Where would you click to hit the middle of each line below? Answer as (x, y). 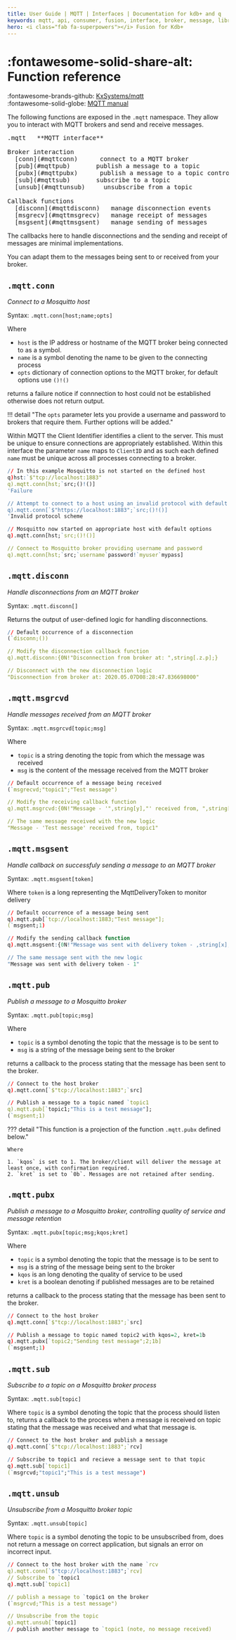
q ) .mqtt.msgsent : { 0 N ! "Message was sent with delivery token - (100, 945)
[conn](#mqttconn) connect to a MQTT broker (102, 159)
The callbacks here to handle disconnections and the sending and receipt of (118, 236)
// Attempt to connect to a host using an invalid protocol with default (118, 504)
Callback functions (41, 201)
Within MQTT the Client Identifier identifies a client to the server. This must (115, 436)
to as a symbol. (39, 350)
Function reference (64, 76)
